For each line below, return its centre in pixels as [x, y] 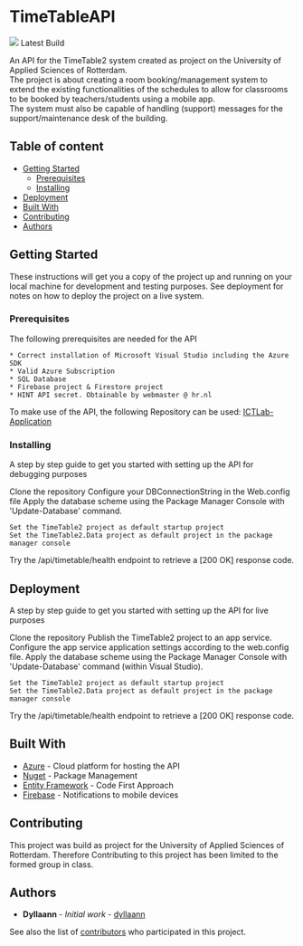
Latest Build [43, 43]
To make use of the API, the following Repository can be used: [125, 411]
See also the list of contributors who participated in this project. [128, 932]
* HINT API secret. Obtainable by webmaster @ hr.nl [111, 395]
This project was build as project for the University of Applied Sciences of [147, 845]
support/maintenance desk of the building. [89, 118]
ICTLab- [258, 411]
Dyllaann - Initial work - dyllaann [84, 914]
